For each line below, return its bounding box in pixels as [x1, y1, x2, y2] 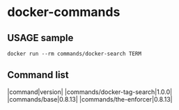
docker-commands [7, 4, 120, 20]
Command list [7, 69, 70, 81]
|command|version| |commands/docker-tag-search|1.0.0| [7, 88, 173, 96]
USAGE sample [7, 32, 74, 44]
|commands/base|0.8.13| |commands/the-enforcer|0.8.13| [7, 95, 173, 103]
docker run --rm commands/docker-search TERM [7, 50, 141, 57]
